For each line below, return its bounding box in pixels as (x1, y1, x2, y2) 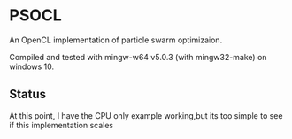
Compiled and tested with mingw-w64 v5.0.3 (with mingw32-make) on (9, 51, 267, 62)
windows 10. (9, 61, 55, 72)
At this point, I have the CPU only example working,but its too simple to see (9, 110, 283, 120)
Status (9, 87, 47, 102)
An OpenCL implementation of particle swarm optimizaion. (9, 35, 223, 45)
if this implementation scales (9, 120, 113, 130)
